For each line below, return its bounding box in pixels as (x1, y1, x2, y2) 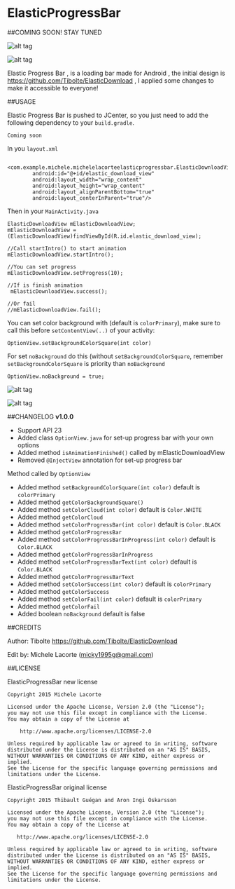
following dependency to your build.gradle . (7, 118, 135, 127)
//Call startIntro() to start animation (7, 245, 127, 252)
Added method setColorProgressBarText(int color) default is (17, 557, 197, 566)
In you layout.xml (7, 144, 58, 152)
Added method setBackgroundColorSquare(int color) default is (17, 482, 201, 491)
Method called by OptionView (7, 469, 91, 477)
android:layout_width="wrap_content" (32, 176, 142, 183)
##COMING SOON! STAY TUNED (7, 28, 103, 36)
